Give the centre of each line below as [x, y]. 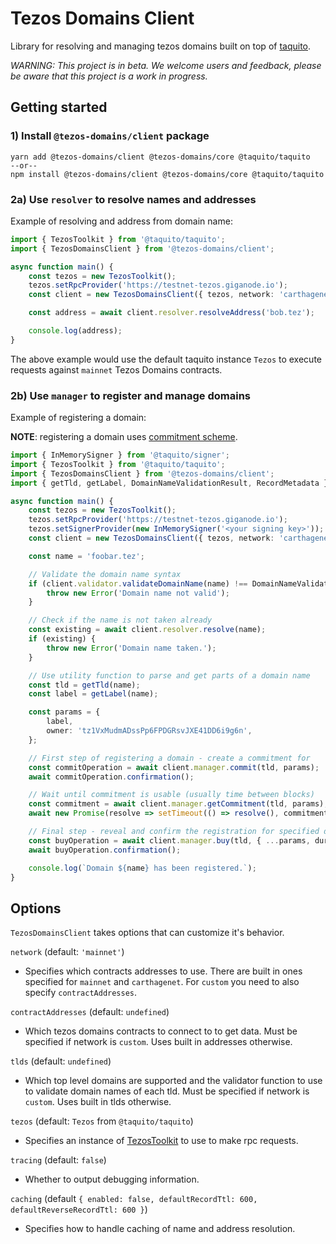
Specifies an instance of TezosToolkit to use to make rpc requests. [161, 1141]
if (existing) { [62, 639]
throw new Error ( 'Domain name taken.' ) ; [131, 648]
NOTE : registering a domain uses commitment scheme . [124, 437]
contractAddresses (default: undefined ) [90, 1012]
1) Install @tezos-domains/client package [110, 136]
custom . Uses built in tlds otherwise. [98, 1102]
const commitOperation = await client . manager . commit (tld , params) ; [174, 767]
